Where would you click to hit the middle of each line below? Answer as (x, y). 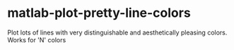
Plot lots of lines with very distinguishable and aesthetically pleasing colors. (117, 32)
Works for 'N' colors (37, 39)
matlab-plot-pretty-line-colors (99, 13)
